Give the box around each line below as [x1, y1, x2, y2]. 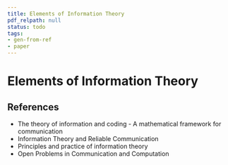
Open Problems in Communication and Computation [17, 150, 169, 158]
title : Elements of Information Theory [7, 10, 125, 18]
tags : [7, 29, 23, 37]
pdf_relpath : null [7, 17, 61, 24]
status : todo [7, 23, 46, 30]
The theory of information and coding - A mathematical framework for [17, 120, 222, 128]
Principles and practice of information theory [17, 142, 148, 150]
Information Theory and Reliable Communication [17, 135, 159, 143]
